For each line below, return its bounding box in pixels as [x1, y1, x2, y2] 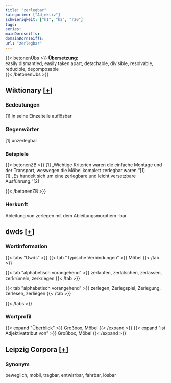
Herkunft [5, 201, 28, 208]
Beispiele [5, 150, 29, 157]
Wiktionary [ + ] [5, 86, 53, 95]
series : [5, 27, 22, 32]
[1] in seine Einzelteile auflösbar [5, 113, 72, 119]
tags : [5, 22, 17, 27]
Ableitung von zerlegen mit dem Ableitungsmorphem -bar [5, 212, 127, 219]
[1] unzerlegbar [5, 137, 37, 143]
